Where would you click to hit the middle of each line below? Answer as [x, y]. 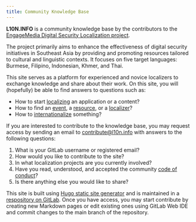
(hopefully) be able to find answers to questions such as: [76, 90]
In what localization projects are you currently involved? [83, 162]
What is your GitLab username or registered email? [77, 150]
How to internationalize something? [58, 114]
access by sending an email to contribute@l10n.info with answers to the [94, 132]
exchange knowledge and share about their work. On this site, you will [92, 84]
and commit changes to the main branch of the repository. [77, 212]
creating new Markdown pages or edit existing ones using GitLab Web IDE [97, 206]
